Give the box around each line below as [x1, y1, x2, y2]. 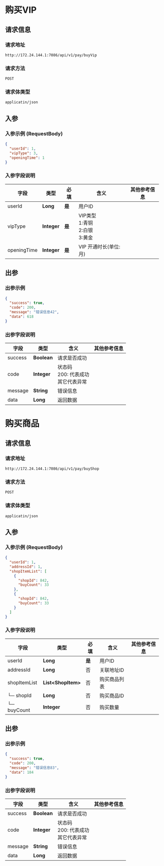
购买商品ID [99, 692, 124, 699]
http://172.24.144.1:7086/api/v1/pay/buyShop [5, 466, 99, 471]
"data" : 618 [9, 314, 34, 319]
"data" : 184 [9, 770, 34, 775]
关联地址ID [99, 667, 124, 673]
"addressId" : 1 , [9, 564, 42, 569]
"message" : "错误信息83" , [9, 765, 60, 770]
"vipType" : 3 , [9, 151, 38, 155]
